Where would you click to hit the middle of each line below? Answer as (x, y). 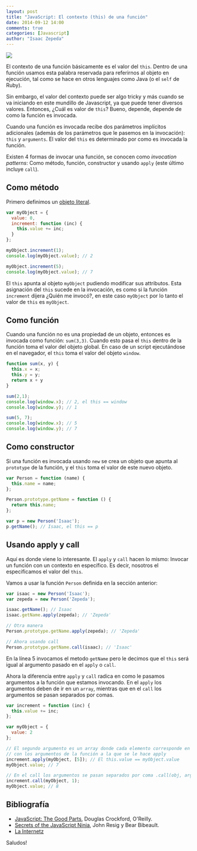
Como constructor (40, 447)
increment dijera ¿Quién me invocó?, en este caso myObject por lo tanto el (95, 296)
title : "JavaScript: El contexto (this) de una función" (77, 17)
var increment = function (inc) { (48, 705)
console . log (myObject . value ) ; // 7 (50, 272)
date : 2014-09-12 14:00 (35, 22)
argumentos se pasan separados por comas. (60, 695)
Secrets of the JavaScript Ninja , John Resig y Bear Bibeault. (87, 825)
